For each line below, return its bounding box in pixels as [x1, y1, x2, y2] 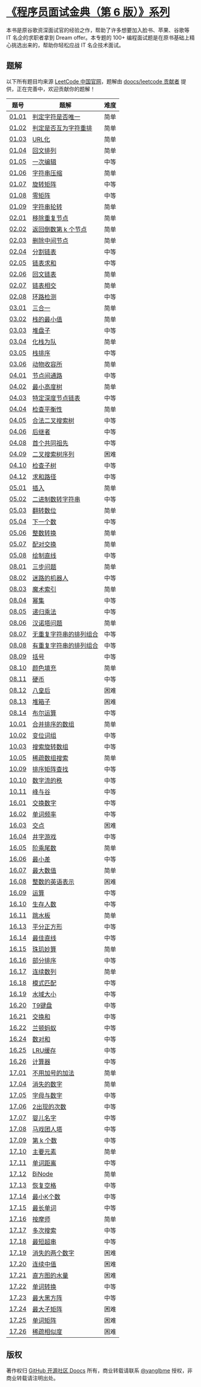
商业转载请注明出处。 [6, 1374, 59, 1382]
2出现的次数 [32, 1102, 67, 1110]
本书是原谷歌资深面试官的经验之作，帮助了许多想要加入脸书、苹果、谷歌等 [6, 26, 190, 34]
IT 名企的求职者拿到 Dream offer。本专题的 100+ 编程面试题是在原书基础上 [6, 34, 190, 41]
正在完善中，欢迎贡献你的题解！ [16, 85, 96, 92]
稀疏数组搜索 [32, 753, 69, 762]
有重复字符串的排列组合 [32, 641, 99, 650]
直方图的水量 [32, 1271, 69, 1280]
